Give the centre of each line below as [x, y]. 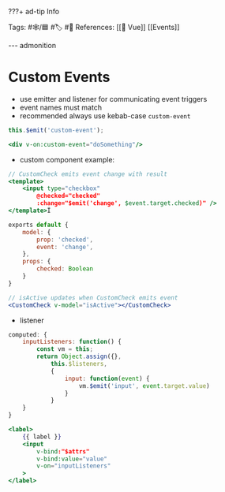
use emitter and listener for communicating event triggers [113, 99]
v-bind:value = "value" [72, 459]
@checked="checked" [69, 196]
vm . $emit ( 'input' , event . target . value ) [144, 386]
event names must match [61, 107]
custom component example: [67, 159]
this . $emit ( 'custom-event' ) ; [56, 130]
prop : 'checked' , [65, 240]
